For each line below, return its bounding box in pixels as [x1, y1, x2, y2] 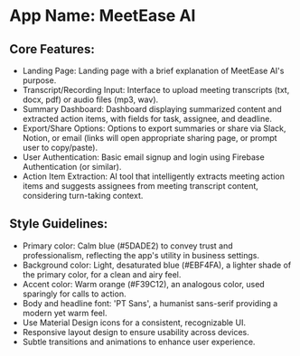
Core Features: [9, 42, 95, 57]
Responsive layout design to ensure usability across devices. [22, 326, 250, 337]
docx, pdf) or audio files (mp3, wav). [22, 94, 159, 105]
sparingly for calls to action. [22, 288, 127, 299]
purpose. [22, 75, 57, 86]
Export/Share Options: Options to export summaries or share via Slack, [22, 123, 286, 134]
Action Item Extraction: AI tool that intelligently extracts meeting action [22, 171, 285, 182]
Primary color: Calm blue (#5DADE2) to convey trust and [22, 240, 233, 251]
